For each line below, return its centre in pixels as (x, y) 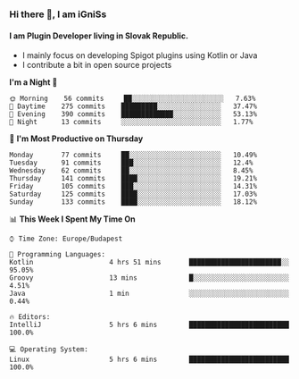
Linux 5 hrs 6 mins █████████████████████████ (149, 360)
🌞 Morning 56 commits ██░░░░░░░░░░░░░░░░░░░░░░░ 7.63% (133, 99)
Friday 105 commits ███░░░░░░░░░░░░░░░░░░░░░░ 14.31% (133, 187)
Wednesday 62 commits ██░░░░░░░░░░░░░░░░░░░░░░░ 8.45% (131, 171)
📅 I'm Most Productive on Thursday (76, 139)
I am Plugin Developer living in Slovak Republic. (99, 36)
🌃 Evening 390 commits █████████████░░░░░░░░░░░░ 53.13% (133, 114)
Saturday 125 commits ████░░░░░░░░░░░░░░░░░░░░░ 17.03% (133, 194)
